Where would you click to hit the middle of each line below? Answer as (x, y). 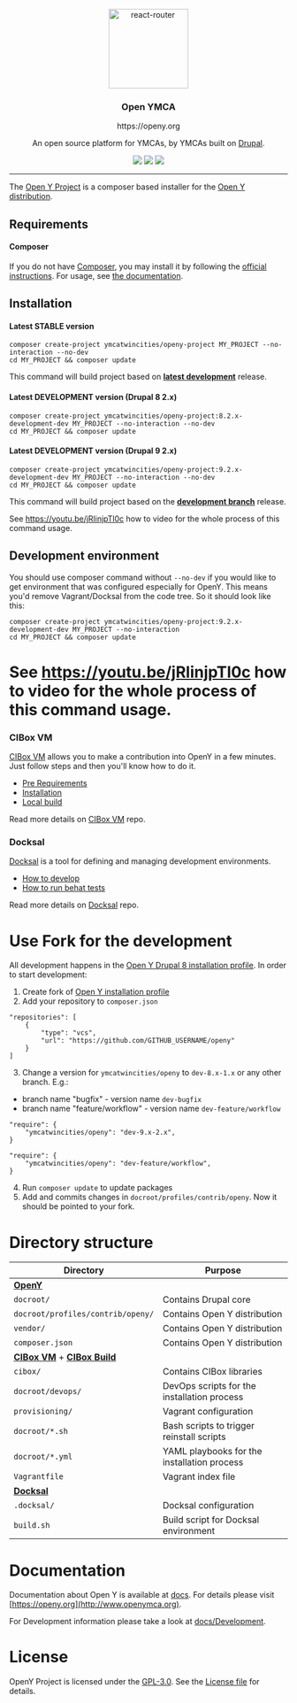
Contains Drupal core (206, 1299)
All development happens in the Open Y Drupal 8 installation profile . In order (148, 966)
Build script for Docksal (211, 1520)
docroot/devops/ (48, 1391)
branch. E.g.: (45, 1082)
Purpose (223, 1270)
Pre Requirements (54, 783)
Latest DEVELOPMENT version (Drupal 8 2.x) (93, 397)
